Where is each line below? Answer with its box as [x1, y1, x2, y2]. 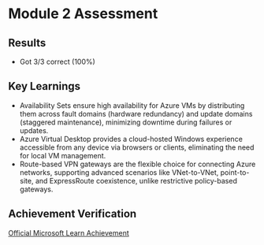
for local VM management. [19, 150, 106, 160]
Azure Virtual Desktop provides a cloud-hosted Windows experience [19, 134, 243, 143]
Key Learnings [8, 80, 81, 93]
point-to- [220, 167, 250, 177]
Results [8, 36, 46, 50]
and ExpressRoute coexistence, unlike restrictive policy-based [35, 176, 238, 185]
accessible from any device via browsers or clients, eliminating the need [19, 143, 255, 152]
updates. [19, 125, 49, 135]
